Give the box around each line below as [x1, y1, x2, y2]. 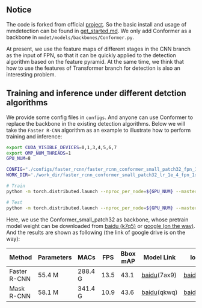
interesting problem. [6, 70, 57, 78]
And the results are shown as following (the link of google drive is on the [6, 229, 186, 236]
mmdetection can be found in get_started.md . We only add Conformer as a [6, 27, 192, 34]
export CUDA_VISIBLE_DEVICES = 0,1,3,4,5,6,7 [6, 144, 117, 150]
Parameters [38, 253, 72, 261]
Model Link [143, 253, 176, 261]
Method [9, 253, 32, 261]
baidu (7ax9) [141, 271, 177, 279]
